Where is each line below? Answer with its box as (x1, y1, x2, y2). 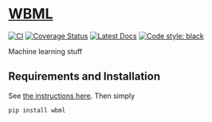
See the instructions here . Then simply (8, 91, 135, 100)
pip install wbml (8, 106, 66, 114)
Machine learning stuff (8, 46, 83, 56)
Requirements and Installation (8, 69, 161, 84)
